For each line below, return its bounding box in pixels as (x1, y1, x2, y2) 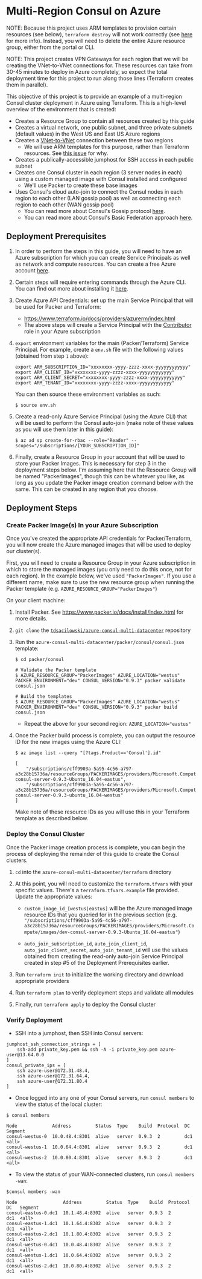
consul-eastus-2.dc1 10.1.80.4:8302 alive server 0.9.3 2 (6, 1231, 171, 1237)
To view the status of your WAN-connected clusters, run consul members (14, 1171, 195, 1178)
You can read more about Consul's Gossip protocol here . (24, 207, 166, 214)
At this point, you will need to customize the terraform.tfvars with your (14, 880, 193, 887)
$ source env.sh (14, 402, 56, 408)
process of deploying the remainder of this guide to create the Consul (6, 850, 180, 857)
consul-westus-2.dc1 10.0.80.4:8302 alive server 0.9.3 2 (6, 1263, 171, 1269)
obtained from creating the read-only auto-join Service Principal (24, 952, 184, 960)
